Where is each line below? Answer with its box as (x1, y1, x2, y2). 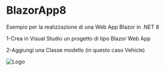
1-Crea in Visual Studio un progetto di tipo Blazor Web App (6, 35, 151, 42)
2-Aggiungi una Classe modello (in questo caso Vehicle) (6, 46, 145, 54)
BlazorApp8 (6, 4, 67, 17)
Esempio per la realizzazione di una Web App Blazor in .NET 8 (6, 23, 160, 30)
